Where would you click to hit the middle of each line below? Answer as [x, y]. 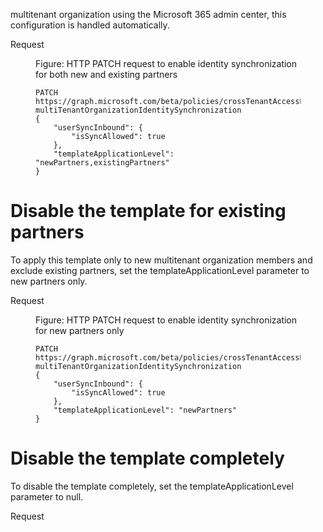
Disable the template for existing [148, 211]
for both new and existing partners [106, 74]
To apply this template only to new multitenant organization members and [161, 260]
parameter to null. [47, 496]
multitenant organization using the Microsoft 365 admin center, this [148, 14]
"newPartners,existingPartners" [102, 163]
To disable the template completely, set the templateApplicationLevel [152, 486]
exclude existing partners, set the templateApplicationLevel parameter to [160, 270]
